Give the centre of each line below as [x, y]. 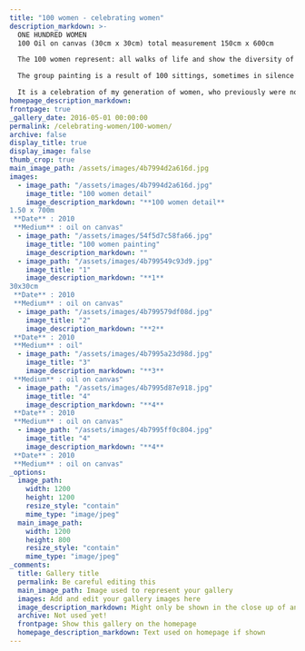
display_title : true [49, 143]
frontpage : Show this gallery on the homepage [107, 624]
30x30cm [24, 287]
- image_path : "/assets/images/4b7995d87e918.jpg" [115, 388]
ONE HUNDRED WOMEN [53, 35]
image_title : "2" [59, 320]
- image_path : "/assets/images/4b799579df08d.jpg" [115, 311]
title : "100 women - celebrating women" [87, 18]
